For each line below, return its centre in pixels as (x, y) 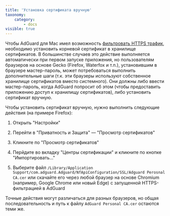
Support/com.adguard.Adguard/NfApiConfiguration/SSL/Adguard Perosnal (89, 173)
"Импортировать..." (34, 158)
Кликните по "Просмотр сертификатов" (56, 143)
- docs (30, 24)
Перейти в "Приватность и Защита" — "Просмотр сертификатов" (84, 132)
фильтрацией (27, 188)
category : (25, 19)
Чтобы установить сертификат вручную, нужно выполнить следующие (82, 107)
